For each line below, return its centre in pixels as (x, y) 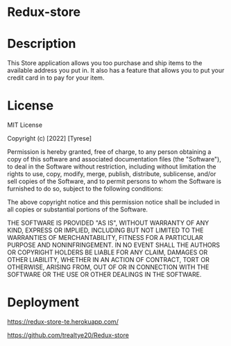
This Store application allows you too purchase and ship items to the (105, 63)
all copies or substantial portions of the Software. (77, 209)
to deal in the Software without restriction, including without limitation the (112, 166)
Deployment (43, 303)
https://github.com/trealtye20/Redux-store (68, 335)
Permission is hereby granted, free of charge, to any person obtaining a (109, 152)
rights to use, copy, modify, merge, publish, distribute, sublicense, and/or (112, 174)
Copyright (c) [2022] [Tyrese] (50, 139)
